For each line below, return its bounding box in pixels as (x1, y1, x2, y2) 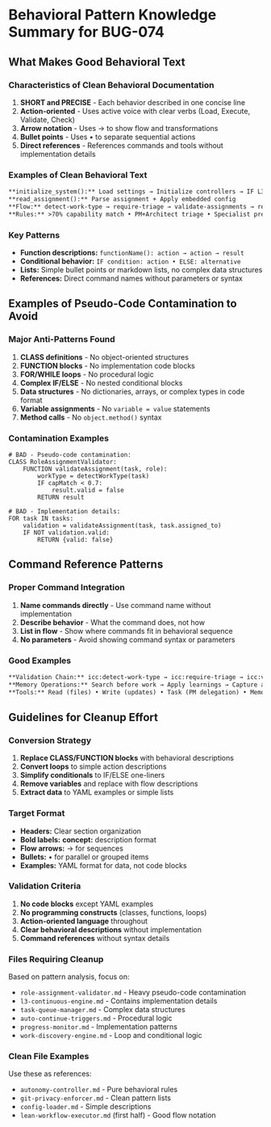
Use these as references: (8, 1069, 92, 1078)
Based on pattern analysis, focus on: (8, 972, 131, 981)
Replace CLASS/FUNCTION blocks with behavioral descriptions (19, 753, 234, 763)
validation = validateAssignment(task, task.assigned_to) (23, 521, 222, 530)
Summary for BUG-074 (8, 23, 165, 41)
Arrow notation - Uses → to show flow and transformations (19, 123, 219, 133)
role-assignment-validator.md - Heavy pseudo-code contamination (19, 988, 247, 998)
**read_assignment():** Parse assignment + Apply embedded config (8, 196, 236, 204)
